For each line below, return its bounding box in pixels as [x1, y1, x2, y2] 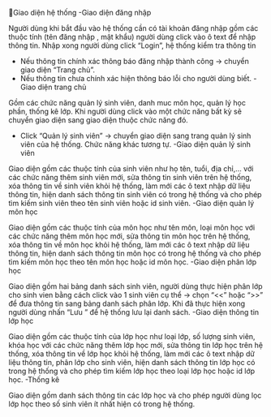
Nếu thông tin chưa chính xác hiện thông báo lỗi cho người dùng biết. [19, 74, 252, 83]
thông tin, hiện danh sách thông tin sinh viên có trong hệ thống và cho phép [8, 190, 262, 199]
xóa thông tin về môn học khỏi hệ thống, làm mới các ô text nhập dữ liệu [8, 240, 250, 249]
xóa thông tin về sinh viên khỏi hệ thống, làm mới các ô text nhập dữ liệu [8, 181, 251, 191]
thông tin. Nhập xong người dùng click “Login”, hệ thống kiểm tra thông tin [8, 41, 256, 50]
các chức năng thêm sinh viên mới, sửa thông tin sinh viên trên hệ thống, [8, 173, 252, 182]
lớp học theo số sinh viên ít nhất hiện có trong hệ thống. [8, 399, 196, 409]
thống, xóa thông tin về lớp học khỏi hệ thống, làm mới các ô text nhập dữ [8, 349, 256, 359]
